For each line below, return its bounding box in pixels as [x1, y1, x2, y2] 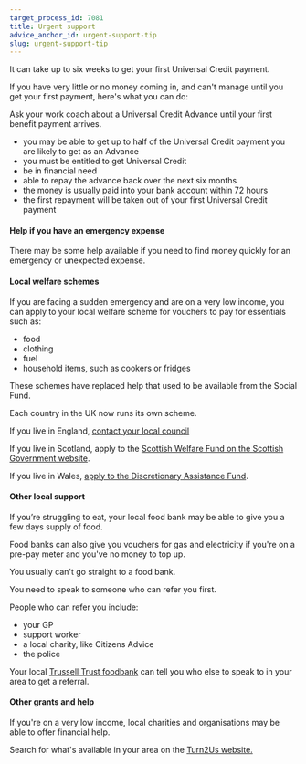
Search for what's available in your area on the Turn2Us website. [9, 745, 253, 756]
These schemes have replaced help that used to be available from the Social [9, 380, 298, 391]
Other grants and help [9, 696, 95, 707]
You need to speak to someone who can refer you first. [9, 583, 217, 594]
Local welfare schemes [9, 276, 100, 288]
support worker [22, 629, 81, 640]
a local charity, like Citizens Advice [22, 638, 154, 649]
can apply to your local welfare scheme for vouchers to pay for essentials [9, 306, 286, 317]
